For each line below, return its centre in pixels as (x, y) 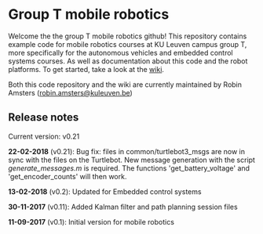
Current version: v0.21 (44, 136)
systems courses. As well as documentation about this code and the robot (128, 61)
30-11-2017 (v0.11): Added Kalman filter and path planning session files (123, 207)
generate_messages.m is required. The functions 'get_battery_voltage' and (129, 168)
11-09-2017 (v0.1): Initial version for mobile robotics (91, 221)
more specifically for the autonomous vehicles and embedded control (121, 52)
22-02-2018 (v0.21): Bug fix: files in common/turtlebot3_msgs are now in (127, 151)
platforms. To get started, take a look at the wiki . (86, 69)
